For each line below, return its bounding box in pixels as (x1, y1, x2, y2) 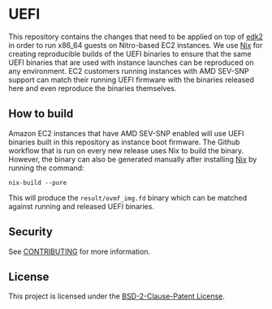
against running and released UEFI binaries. (8, 201, 154, 211)
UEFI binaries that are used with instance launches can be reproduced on (8, 58, 254, 67)
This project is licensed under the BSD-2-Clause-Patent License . (8, 291, 226, 301)
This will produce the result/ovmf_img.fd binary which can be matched (8, 192, 248, 203)
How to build (8, 107, 74, 121)
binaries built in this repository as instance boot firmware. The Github (8, 137, 240, 147)
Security (8, 225, 53, 239)
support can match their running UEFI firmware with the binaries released (8, 75, 254, 84)
